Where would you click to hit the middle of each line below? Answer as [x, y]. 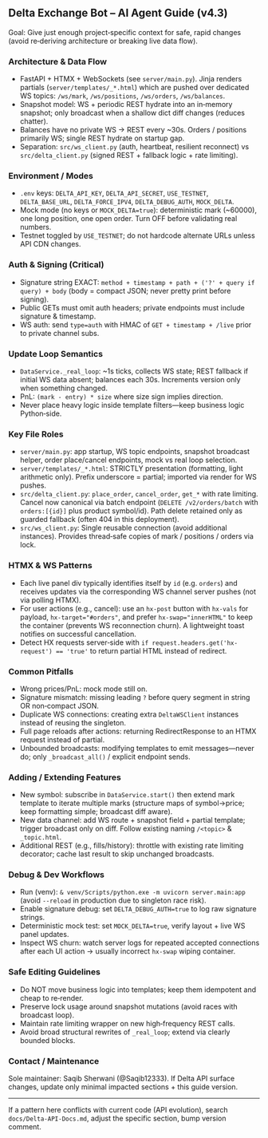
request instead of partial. [62, 739]
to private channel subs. [59, 333]
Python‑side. [41, 413]
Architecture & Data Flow [58, 61]
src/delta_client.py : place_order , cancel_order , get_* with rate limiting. [139, 494]
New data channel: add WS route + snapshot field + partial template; [132, 820]
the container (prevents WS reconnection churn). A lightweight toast [132, 625]
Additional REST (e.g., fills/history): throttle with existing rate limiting [132, 846]
